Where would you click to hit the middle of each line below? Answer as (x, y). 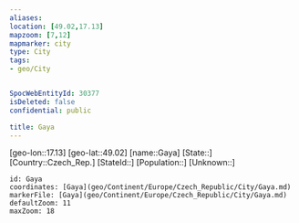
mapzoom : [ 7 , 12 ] (40, 35)
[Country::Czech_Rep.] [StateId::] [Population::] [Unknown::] (122, 163)
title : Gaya (32, 127)
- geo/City (30, 69)
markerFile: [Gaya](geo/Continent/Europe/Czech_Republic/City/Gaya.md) (148, 196)
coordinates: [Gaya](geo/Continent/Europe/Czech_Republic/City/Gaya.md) (150, 187)
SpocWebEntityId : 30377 (55, 93)
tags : (20, 60)
